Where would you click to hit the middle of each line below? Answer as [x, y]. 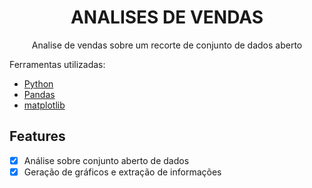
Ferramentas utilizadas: [57, 64]
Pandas [39, 94]
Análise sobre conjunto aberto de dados [106, 160]
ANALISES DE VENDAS [167, 17]
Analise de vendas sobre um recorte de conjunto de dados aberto [167, 45]
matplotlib [44, 105]
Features [37, 136]
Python [38, 83]
